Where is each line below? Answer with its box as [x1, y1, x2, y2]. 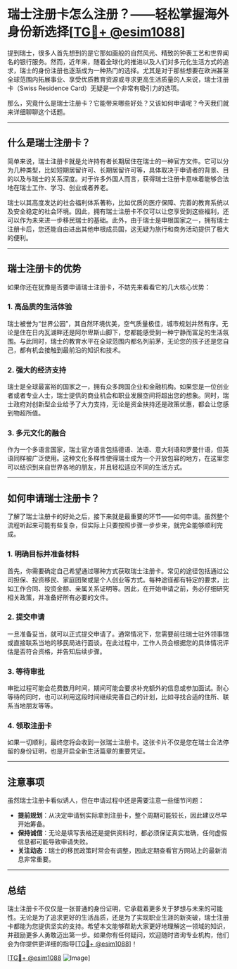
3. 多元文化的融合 [7, 428, 67, 438]
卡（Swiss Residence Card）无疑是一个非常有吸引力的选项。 [7, 84, 184, 92]
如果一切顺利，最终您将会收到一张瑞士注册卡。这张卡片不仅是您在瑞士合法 [7, 738, 223, 746]
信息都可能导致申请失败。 [17, 837, 92, 846]
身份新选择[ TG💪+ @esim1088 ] [7, 24, 186, 40]
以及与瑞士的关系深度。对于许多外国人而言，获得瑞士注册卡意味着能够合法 [13, 174, 229, 183]
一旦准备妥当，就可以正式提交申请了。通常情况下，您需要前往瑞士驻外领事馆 [7, 630, 229, 638]
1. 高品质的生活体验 [7, 302, 72, 312]
